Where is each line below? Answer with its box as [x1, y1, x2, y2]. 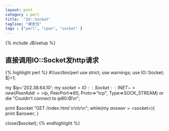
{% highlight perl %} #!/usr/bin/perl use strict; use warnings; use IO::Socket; [5, 69, 164, 76]
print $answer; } [5, 110, 39, 116]
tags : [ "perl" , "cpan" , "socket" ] [5, 26, 82, 31]
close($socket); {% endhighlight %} [5, 120, 80, 126]
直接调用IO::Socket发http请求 [5, 56, 99, 64]
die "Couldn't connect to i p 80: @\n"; [5, 95, 80, 101]
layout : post [5, 7, 33, 13]
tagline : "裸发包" [5, 21, 42, 27]
